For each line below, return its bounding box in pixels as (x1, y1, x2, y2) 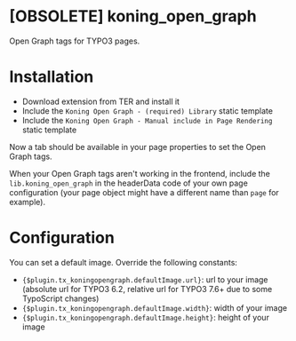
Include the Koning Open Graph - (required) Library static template (21, 105, 274, 116)
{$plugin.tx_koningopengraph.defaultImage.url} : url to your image (21, 274, 268, 285)
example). (9, 196, 46, 207)
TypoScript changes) (21, 293, 100, 304)
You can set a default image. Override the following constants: (9, 257, 238, 267)
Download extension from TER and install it (21, 96, 180, 107)
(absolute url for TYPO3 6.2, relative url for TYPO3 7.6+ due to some (21, 283, 273, 294)
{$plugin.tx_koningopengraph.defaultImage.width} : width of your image (21, 302, 287, 313)
